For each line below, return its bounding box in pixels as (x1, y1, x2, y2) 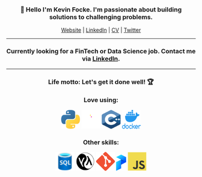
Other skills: (83, 138, 119, 146)
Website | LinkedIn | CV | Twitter (61, 26, 141, 34)
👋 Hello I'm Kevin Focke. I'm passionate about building (20, 5, 182, 14)
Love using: (84, 96, 118, 104)
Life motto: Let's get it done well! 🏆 (47, 77, 155, 86)
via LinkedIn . (82, 55, 120, 63)
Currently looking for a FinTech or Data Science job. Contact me (6, 47, 196, 56)
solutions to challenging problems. (49, 13, 153, 21)
